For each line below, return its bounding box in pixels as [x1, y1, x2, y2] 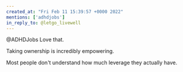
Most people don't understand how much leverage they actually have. [6, 59, 178, 66]
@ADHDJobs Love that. [6, 36, 64, 43]
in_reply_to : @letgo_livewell [6, 20, 81, 26]
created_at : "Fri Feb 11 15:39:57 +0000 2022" [6, 8, 124, 15]
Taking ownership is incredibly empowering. [6, 48, 115, 55]
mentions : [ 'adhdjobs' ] [6, 14, 65, 20]
